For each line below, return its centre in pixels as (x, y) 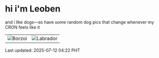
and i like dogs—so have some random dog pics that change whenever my (79, 22)
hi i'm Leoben (33, 9)
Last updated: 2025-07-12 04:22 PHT (43, 50)
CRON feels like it (23, 27)
